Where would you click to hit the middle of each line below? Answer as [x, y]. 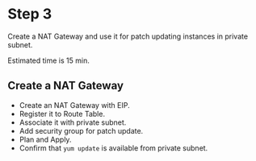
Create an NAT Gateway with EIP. [74, 105]
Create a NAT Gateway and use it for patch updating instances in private [128, 36]
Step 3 [30, 14]
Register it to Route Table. [62, 114]
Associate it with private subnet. [73, 122]
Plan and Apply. [45, 139]
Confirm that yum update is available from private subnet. [113, 148]
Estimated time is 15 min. [48, 60]
